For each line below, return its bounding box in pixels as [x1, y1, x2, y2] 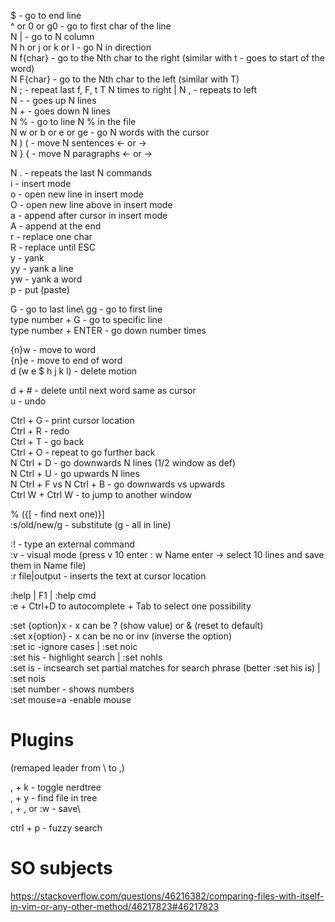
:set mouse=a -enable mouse [10, 694, 132, 705]
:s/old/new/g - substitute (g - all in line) [10, 519, 172, 530]
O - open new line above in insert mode [10, 199, 173, 210]
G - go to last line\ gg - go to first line [10, 303, 163, 315]
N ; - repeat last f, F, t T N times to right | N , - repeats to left [10, 84, 258, 95]
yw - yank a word [10, 273, 83, 285]
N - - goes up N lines [10, 95, 97, 106]
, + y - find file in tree [10, 791, 98, 804]
